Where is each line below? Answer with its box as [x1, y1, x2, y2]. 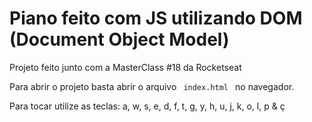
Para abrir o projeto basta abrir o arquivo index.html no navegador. [9, 80, 295, 92]
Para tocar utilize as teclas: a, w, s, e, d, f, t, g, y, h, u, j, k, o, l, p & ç [9, 100, 286, 112]
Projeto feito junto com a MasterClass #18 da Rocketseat [9, 61, 242, 73]
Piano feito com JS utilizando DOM [9, 7, 303, 30]
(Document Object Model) [9, 28, 230, 51]
